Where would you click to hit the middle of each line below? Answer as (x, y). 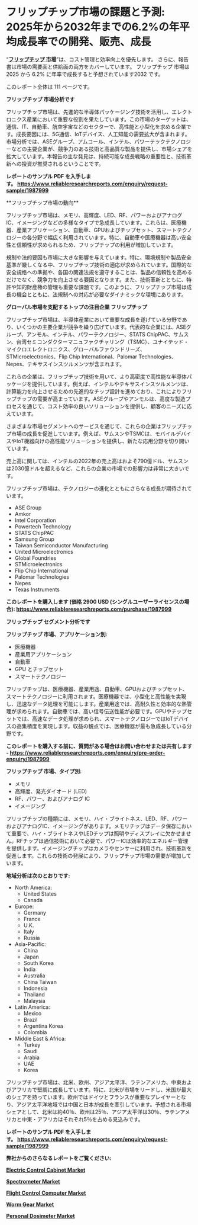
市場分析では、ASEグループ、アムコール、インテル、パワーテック (86, 141)
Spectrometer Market (33, 1181)
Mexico (33, 1013)
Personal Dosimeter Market (40, 1216)
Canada (33, 900)
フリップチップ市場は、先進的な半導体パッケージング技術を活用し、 (89, 112)
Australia (34, 976)
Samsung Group (35, 539)
